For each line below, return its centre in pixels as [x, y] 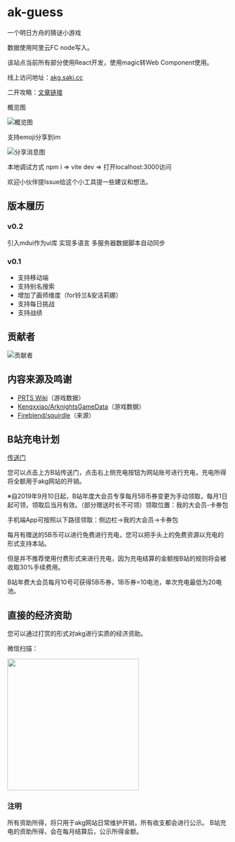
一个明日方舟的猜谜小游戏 [44, 32]
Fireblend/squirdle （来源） [56, 415]
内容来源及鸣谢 [40, 380]
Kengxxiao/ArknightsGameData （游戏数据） [81, 406]
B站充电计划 [33, 439]
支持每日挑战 [36, 303]
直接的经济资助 [40, 615]
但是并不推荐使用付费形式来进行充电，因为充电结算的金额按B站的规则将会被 [117, 558]
